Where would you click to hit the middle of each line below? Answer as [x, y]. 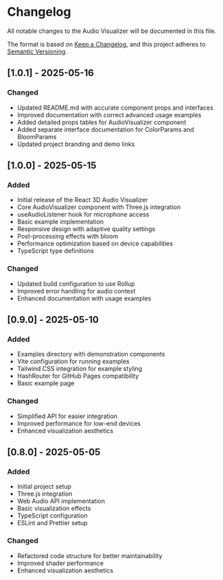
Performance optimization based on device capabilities [95, 243]
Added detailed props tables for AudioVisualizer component [102, 122]
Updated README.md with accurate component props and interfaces [115, 108]
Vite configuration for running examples [73, 361]
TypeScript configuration [52, 516]
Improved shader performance [60, 563]
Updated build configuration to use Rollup [76, 283]
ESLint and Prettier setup [52, 523]
